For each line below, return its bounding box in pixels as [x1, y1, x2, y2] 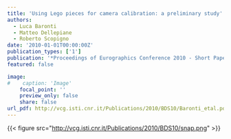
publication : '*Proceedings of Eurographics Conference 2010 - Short [7, 55, 211, 62]
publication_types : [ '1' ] [7, 49, 81, 55]
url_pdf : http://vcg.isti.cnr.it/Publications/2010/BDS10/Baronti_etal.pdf [7, 105, 229, 112]
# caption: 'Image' [7, 79, 72, 86]
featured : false [7, 61, 54, 68]
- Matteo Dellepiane [13, 29, 72, 36]
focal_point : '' [19, 86, 67, 93]
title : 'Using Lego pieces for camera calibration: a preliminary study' [7, 10, 223, 17]
